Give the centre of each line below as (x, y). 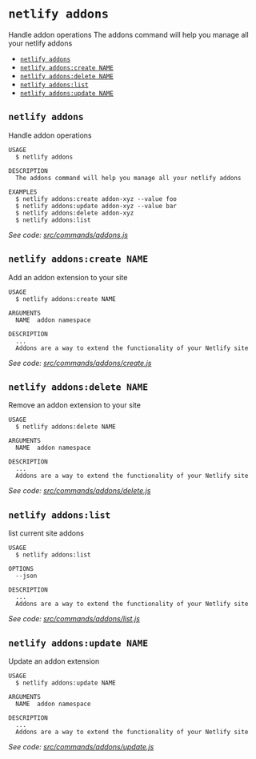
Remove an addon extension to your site (75, 405)
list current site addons (46, 533)
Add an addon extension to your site (68, 277)
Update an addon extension (54, 661)
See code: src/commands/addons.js (68, 235)
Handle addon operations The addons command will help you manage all (129, 34)
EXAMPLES (23, 192)
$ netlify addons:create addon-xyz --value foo (96, 199)
